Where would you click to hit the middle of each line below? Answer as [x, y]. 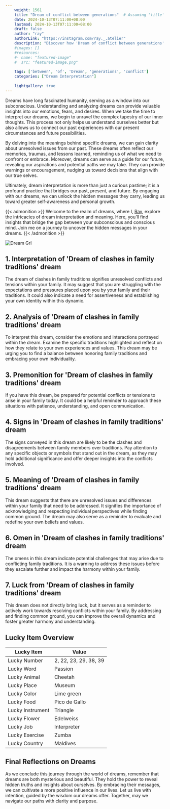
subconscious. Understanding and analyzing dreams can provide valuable [83, 106]
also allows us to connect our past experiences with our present [72, 128]
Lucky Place [22, 686]
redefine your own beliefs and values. [45, 522]
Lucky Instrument [29, 711]
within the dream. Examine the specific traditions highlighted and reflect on [84, 343]
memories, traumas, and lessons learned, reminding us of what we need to [83, 154]
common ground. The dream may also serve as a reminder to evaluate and [83, 516]
